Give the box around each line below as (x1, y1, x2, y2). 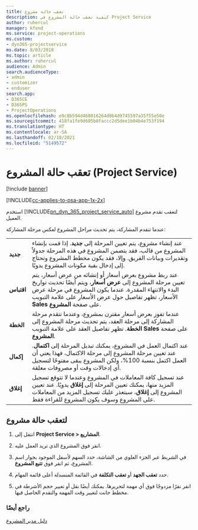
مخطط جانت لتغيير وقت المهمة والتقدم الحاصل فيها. (14, 489, 129, 496)
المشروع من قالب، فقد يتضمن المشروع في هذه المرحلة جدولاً (32, 246, 186, 254)
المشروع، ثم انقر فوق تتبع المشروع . (14, 460, 93, 467)
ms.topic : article (6, 52, 51, 58)
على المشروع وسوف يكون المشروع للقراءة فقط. (32, 395, 155, 403)
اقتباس (9, 285, 27, 294)
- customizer (6, 80, 38, 86)
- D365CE (6, 96, 28, 102)
